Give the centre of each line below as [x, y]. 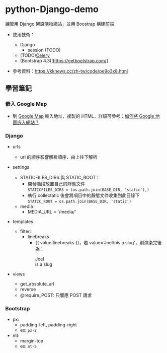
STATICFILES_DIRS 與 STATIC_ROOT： [60, 177]
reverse [28, 289]
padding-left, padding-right [48, 325]
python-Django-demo [52, 9]
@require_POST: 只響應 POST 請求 [56, 295]
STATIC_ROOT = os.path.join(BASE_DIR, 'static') [79, 201]
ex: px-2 [28, 330]
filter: [25, 231]
